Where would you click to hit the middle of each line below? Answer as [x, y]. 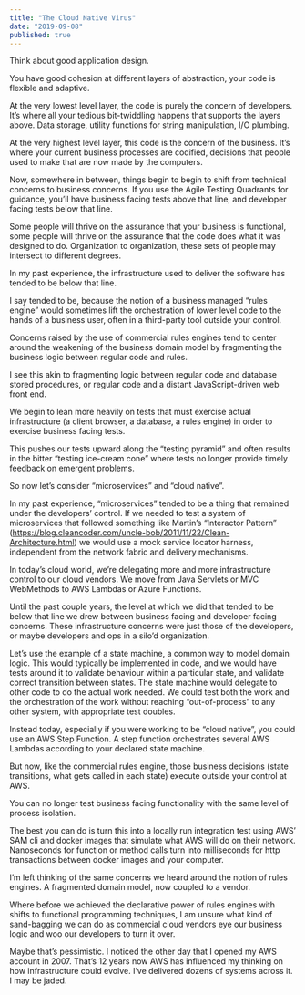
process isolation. [42, 814]
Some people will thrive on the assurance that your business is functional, [148, 227]
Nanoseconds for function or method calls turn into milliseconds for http [145, 850]
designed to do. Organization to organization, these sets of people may [142, 246]
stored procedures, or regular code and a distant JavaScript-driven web [144, 385]
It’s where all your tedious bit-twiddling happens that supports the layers [145, 116]
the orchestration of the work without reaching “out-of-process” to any [142, 702]
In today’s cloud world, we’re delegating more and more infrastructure [140, 570]
